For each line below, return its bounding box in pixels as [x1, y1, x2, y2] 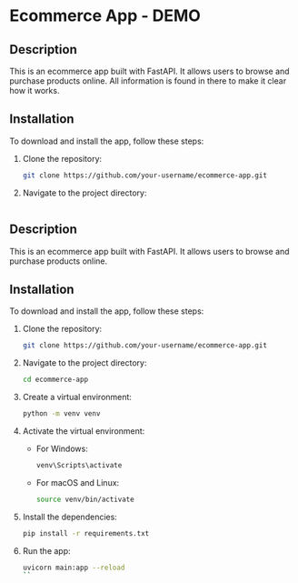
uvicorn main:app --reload [22, 563, 125, 572]
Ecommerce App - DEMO [9, 5, 202, 26]
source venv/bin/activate [35, 495, 134, 504]
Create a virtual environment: [22, 392, 132, 403]
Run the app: [22, 545, 71, 556]
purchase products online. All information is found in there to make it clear [9, 75, 287, 86]
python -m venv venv [22, 409, 101, 418]
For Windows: [35, 443, 88, 454]
